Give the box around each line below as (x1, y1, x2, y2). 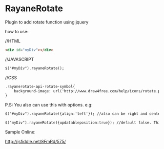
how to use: (5, 28, 29, 34)
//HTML (5, 38, 21, 44)
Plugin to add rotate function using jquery (5, 19, 89, 25)
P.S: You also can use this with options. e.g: (5, 102, 93, 108)
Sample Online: (5, 129, 36, 135)
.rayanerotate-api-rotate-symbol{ (5, 84, 76, 89)
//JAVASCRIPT (5, 56, 34, 62)
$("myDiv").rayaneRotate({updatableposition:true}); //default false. (5, 120, 152, 125)
